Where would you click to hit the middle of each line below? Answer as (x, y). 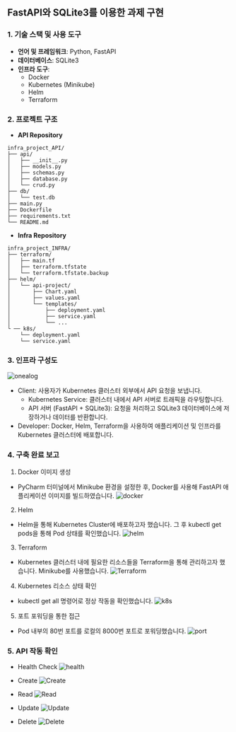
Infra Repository (42, 235)
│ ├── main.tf (31, 260)
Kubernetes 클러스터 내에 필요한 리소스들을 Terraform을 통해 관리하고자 (118, 562)
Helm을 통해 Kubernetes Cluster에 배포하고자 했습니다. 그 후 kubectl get (119, 524)
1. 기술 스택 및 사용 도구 (44, 35)
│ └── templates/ (42, 304)
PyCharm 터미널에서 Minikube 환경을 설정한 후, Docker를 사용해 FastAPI (119, 487)
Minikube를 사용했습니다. (73, 571)
